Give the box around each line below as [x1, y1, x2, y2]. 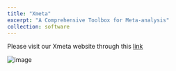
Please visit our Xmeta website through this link [7, 42, 143, 51]
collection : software [7, 23, 70, 30]
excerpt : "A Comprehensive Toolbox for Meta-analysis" [7, 17, 170, 24]
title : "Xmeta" [7, 10, 51, 17]
